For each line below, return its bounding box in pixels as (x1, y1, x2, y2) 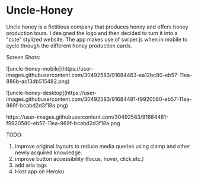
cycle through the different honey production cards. (6, 42, 132, 49)
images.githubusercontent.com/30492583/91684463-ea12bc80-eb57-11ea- (6, 71, 193, 78)
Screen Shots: (6, 53, 41, 61)
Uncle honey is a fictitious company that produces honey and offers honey (6, 23, 189, 30)
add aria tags (14, 161, 47, 169)
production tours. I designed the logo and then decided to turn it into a (6, 29, 178, 36)
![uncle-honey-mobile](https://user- (6, 65, 94, 72)
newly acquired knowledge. (14, 149, 82, 156)
